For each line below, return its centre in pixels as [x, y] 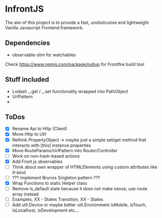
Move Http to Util [29, 134]
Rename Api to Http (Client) [40, 129]
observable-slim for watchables [44, 55]
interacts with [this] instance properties [52, 145]
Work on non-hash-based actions [46, 156]
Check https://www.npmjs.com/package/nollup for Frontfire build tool [75, 64]
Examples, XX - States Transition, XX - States [58, 199]
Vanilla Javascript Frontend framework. [44, 27]
